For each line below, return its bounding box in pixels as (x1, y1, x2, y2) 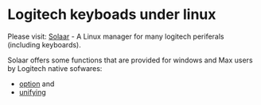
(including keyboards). (7, 39, 81, 49)
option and (18, 79, 55, 88)
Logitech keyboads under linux (7, 6, 216, 24)
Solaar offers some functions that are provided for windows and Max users (7, 55, 253, 65)
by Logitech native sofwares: (7, 63, 103, 73)
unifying (18, 87, 47, 96)
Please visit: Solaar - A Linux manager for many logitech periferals (7, 32, 224, 41)
